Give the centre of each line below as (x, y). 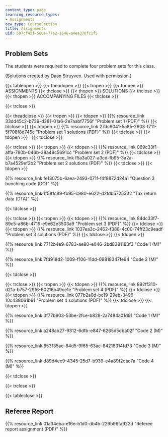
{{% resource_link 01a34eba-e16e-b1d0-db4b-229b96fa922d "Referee (79, 423)
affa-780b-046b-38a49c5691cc (38, 152)
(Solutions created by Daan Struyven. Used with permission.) (68, 76)
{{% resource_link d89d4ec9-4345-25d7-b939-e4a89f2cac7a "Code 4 (80, 361)
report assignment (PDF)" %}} (36, 429)
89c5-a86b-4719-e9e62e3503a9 (40, 224)
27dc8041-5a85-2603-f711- (128, 126)
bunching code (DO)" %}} (32, 183)
